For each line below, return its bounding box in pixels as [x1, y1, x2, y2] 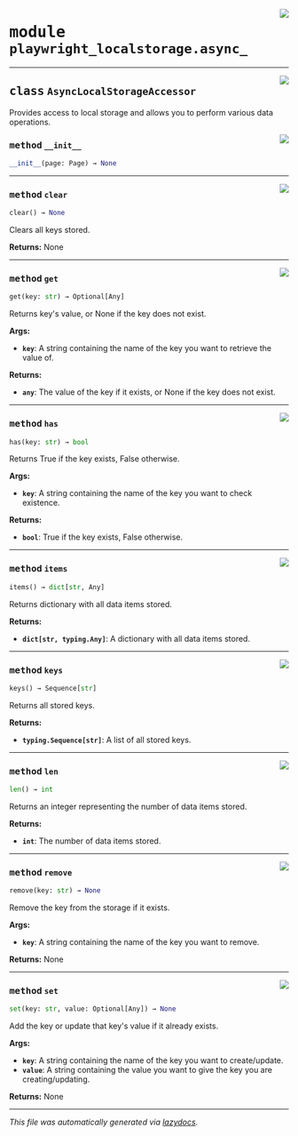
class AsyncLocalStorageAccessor [9, 84, 197, 99]
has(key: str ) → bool [9, 437, 90, 446]
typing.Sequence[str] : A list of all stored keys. [21, 734, 192, 745]
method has [9, 418, 59, 430]
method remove [9, 867, 73, 878]
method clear [9, 188, 68, 200]
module [9, 22, 67, 42]
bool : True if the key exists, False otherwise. [21, 532, 184, 542]
